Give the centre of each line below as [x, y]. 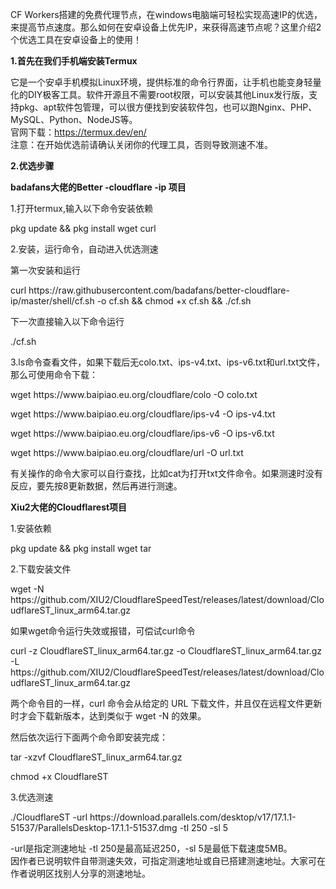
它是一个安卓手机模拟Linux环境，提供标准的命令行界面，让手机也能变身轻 [161, 82]
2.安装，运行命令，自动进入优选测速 [84, 249]
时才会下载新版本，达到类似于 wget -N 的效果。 [108, 716]
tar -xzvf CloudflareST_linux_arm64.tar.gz [96, 757]
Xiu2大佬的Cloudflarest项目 [69, 507]
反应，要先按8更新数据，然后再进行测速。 [96, 486]
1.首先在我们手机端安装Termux [74, 61]
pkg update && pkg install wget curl [83, 228]
